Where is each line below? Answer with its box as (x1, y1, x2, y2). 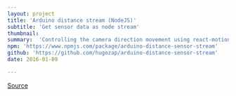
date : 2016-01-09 (7, 56, 58, 63)
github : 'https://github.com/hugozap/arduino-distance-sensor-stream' (7, 50, 218, 57)
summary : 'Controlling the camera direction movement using (7, 36, 190, 43)
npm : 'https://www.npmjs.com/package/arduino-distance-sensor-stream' (7, 43, 218, 50)
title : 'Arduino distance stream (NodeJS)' (7, 17, 137, 24)
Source (7, 81, 28, 90)
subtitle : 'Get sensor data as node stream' (7, 23, 140, 30)
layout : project (7, 10, 55, 18)
